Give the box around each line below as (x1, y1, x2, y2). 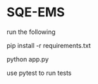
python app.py (6, 54, 49, 64)
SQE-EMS (6, 4, 65, 20)
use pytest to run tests (6, 68, 72, 77)
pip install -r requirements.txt (6, 41, 91, 49)
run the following (6, 28, 56, 36)
